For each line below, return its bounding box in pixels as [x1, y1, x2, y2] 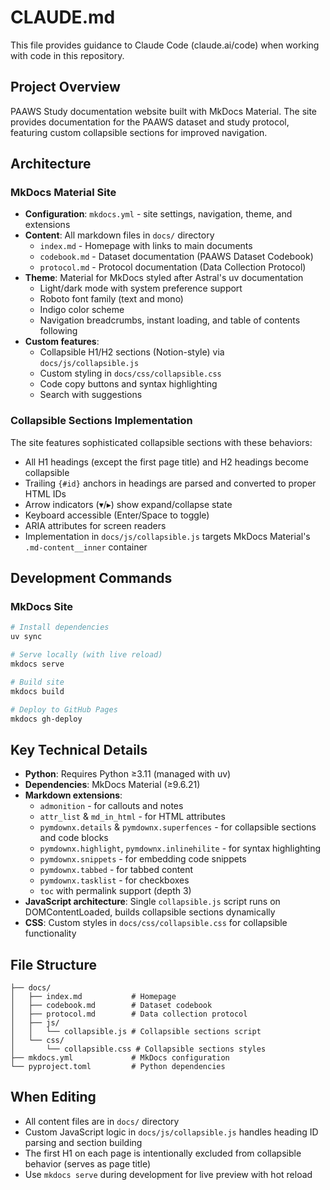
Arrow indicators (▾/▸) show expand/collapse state [24, 498, 233, 510]
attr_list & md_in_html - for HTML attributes [39, 811, 226, 823]
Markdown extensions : [24, 789, 123, 801]
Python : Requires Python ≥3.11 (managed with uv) [24, 768, 232, 780]
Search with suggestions [39, 389, 143, 401]
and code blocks [39, 832, 109, 844]
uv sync [10, 632, 43, 642]
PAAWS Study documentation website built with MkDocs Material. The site [10, 105, 318, 117]
